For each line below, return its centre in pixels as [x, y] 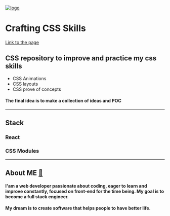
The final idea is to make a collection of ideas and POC [63, 101]
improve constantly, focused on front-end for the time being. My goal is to [85, 191]
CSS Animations [29, 78]
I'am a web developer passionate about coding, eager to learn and [76, 186]
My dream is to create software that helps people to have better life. [78, 208]
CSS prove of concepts [37, 89]
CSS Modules [22, 151]
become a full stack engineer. [37, 196]
